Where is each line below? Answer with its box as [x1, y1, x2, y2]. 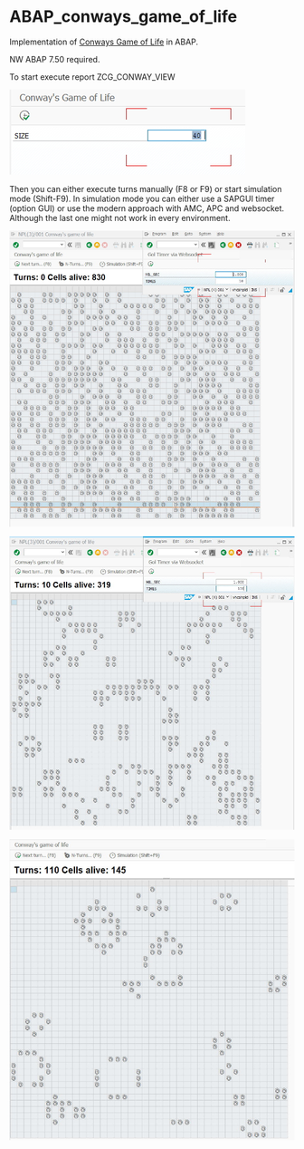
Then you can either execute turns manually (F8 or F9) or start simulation [9, 183, 282, 194]
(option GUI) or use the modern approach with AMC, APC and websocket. [9, 202, 285, 214]
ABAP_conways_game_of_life [9, 6, 238, 27]
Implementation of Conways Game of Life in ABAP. [9, 36, 199, 47]
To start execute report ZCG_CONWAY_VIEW [9, 71, 176, 82]
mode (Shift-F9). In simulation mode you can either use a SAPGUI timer [9, 193, 275, 204]
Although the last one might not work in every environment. [9, 212, 231, 223]
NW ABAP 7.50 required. [9, 53, 100, 64]
